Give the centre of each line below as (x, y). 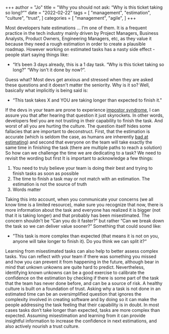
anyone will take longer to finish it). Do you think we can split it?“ (80, 241)
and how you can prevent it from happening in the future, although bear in (82, 262)
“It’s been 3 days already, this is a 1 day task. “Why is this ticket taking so (88, 64)
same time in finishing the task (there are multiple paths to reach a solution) (84, 148)
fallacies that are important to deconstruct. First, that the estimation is (78, 131)
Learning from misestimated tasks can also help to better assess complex (82, 251)
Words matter (27, 189)
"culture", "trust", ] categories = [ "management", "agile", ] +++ (71, 18)
